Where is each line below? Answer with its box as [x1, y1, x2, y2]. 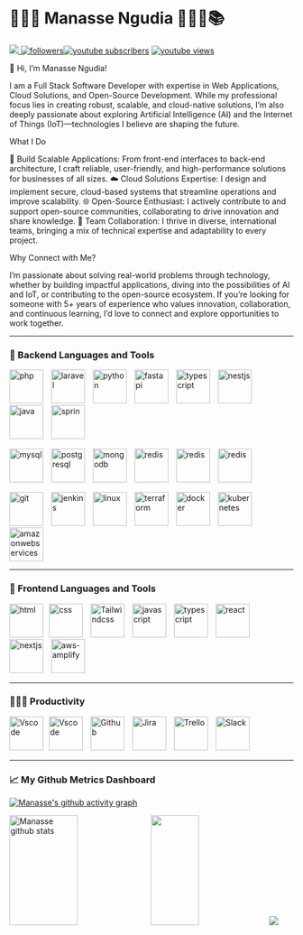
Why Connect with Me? [9, 252, 96, 263]
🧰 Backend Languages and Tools [9, 348, 155, 361]
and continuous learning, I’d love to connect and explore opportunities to [9, 308, 280, 319]
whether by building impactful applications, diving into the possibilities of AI [9, 279, 290, 290]
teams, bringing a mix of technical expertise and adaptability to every [9, 225, 267, 236]
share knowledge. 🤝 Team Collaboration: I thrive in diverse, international [9, 215, 277, 227]
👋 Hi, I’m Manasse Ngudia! [9, 62, 107, 73]
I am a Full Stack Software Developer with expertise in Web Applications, [9, 79, 280, 91]
